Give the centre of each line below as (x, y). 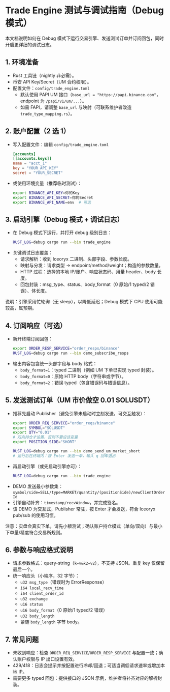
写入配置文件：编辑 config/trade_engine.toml (61, 144)
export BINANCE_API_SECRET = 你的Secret (53, 197)
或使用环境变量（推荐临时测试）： (47, 183)
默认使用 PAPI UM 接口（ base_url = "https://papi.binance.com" (88, 94)
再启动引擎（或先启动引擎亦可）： (47, 466)
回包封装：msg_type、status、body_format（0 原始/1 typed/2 (84, 284)
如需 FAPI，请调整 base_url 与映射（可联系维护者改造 (76, 107)
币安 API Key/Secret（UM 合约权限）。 (52, 81)
